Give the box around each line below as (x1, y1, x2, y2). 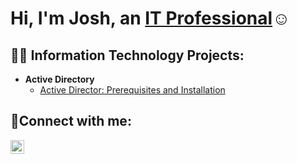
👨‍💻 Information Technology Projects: (10, 47, 245, 64)
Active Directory (24, 73, 95, 85)
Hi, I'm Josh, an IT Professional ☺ (10, 7, 291, 30)
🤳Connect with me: (10, 113, 132, 130)
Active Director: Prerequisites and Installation (39, 84, 226, 96)
